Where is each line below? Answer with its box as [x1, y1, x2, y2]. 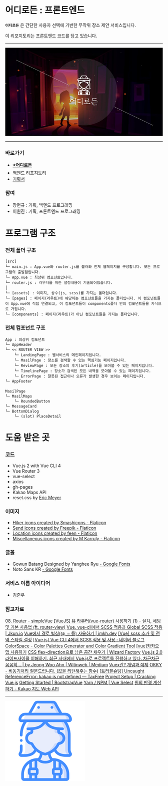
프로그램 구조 [5, 228, 56, 239]
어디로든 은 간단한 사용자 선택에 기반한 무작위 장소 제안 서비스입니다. [5, 22, 136, 28]
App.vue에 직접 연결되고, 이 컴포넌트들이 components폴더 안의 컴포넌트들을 [10, 301, 149, 306]
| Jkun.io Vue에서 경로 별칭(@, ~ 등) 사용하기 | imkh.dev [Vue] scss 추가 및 [5, 630, 155, 636]
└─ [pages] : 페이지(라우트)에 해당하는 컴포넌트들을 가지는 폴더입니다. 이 [5, 296, 141, 301]
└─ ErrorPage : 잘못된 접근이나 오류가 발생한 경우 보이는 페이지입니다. [14, 373, 146, 378]
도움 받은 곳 [5, 432, 50, 443]
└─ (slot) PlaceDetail [14, 414, 61, 419]
